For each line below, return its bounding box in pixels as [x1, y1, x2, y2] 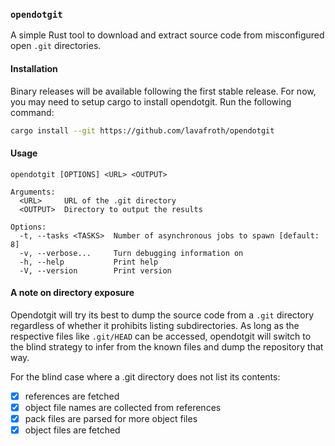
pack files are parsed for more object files [24, 412, 198, 424]
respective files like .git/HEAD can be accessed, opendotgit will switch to [10, 330, 312, 342]
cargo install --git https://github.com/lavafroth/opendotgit [10, 125, 275, 136]
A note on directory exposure [10, 287, 135, 299]
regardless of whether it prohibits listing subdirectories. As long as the [10, 319, 300, 331]
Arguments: [10, 187, 56, 197]
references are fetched [24, 390, 120, 402]
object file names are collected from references [24, 401, 222, 413]
